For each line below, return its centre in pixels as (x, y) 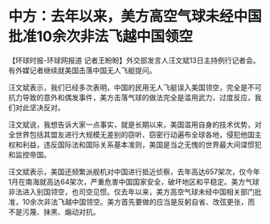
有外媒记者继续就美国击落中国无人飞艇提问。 (82, 70)
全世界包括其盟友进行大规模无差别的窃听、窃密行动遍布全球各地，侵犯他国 (131, 134)
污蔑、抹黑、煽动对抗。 (61, 212)
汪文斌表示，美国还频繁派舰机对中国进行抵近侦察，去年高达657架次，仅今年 (134, 171)
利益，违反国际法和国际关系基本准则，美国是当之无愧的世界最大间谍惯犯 (142, 145)
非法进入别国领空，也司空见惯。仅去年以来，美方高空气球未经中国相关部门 (131, 191)
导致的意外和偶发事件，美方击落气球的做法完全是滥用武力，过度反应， (138, 97)
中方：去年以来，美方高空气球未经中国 (135, 16)
